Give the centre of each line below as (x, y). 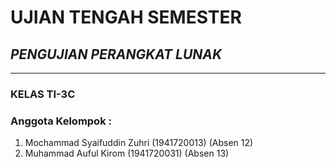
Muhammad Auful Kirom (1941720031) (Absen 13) (127, 153)
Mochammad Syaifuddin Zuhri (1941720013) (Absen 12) (139, 143)
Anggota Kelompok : (61, 121)
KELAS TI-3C (43, 94)
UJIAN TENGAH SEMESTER (126, 17)
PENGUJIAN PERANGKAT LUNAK (116, 54)
